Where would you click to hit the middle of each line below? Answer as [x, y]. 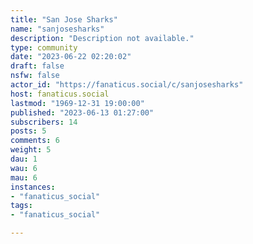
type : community [44, 47]
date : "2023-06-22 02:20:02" [71, 57]
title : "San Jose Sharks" [64, 19]
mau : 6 [24, 177]
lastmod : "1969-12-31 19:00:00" [77, 103]
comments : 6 [35, 141]
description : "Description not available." [102, 38]
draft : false [37, 66]
